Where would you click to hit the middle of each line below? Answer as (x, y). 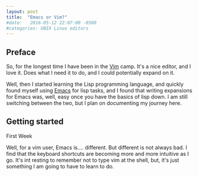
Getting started (35, 122)
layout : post (22, 12)
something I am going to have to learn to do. (60, 166)
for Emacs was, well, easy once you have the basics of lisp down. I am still (97, 97)
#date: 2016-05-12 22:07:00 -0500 (51, 23)
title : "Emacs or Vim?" (37, 17)
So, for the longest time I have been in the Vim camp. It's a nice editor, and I (99, 66)
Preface (21, 52)
